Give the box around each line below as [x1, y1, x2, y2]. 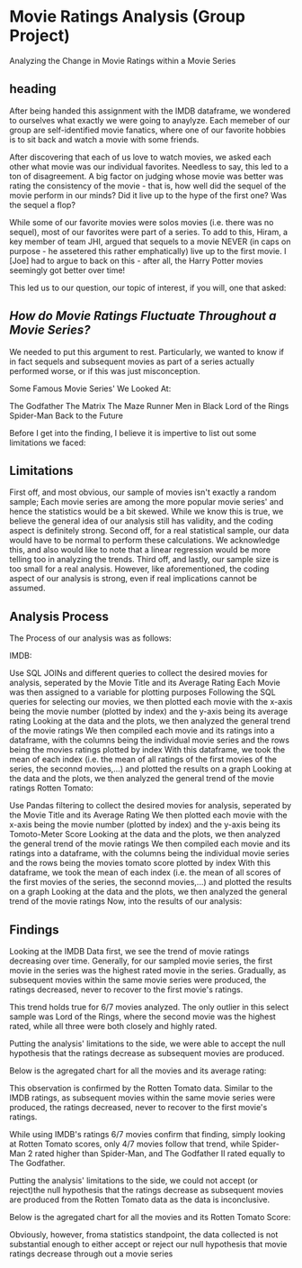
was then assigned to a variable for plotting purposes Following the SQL [9, 687, 276, 698]
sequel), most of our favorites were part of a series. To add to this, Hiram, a [9, 226, 289, 237]
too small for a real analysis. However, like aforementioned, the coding [9, 563, 270, 574]
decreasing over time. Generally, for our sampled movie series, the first [9, 955, 272, 966]
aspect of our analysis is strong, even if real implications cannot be [9, 573, 258, 584]
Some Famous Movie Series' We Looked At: [9, 383, 172, 394]
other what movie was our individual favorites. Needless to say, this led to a [9, 160, 289, 172]
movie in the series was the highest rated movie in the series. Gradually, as [9, 965, 287, 975]
